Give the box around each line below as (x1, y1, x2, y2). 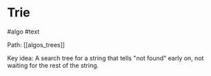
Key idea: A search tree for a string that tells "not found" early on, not (7, 53, 204, 62)
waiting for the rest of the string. (7, 61, 99, 69)
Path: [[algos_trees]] (7, 40, 66, 49)
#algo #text (7, 27, 40, 36)
